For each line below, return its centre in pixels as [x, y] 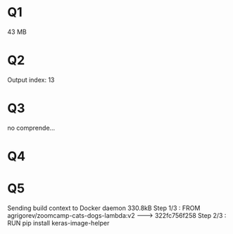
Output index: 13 [31, 80]
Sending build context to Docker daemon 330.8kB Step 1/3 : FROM [104, 208]
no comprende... [31, 128]
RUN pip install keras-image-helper [58, 223]
